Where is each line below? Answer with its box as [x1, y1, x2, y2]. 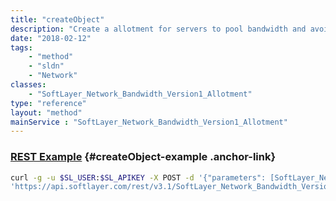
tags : [10, 42, 33, 53]
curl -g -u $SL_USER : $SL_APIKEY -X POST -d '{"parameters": [10, 172, 267, 183]
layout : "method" [10, 107, 83, 118]
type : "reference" [10, 98, 87, 108]
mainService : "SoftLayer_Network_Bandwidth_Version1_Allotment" [10, 117, 288, 127]
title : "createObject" [10, 14, 105, 25]
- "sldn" [28, 61, 65, 71]
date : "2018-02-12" [10, 33, 92, 43]
